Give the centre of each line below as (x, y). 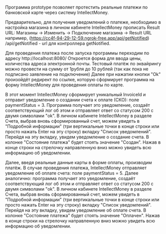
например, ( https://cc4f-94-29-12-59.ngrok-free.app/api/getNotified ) (77, 38)
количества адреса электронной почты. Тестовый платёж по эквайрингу (83, 64)
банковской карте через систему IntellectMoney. (57, 12)
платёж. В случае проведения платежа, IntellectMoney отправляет (76, 168)
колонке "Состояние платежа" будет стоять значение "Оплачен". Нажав (83, 216)
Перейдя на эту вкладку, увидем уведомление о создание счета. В (77, 137)
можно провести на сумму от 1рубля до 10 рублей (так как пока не (77, 69)
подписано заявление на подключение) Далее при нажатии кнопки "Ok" (83, 74)
